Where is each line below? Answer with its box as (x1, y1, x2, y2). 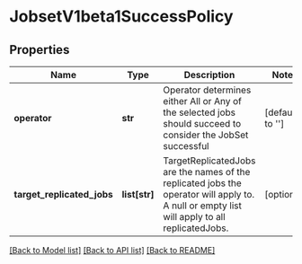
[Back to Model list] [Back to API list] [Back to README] (9, 245, 216, 255)
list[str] (121, 189, 155, 200)
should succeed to (163, 118, 242, 129)
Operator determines (163, 84, 252, 96)
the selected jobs (163, 106, 236, 119)
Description (183, 69, 235, 81)
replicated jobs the (163, 177, 243, 189)
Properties (9, 42, 70, 57)
